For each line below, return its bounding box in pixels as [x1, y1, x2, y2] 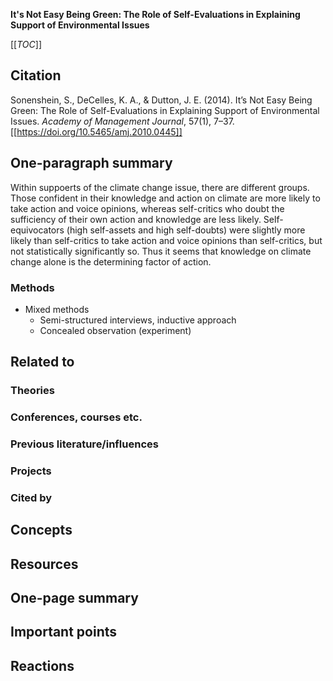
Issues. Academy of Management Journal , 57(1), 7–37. [10, 115, 235, 127]
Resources [10, 555, 79, 573]
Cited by [10, 490, 53, 504]
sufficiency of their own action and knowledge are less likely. [10, 213, 262, 225]
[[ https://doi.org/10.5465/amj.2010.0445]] [10, 125, 183, 138]
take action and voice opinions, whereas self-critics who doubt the [10, 202, 285, 214]
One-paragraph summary [10, 155, 173, 172]
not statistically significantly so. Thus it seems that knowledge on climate [10, 245, 312, 257]
